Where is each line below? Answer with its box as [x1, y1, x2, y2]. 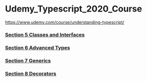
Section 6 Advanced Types [5, 44, 71, 51]
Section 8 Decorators [5, 70, 56, 77]
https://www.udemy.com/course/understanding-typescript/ [5, 19, 125, 25]
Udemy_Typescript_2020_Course [5, 3, 142, 14]
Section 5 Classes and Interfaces [5, 31, 85, 38]
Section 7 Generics [5, 57, 51, 64]
